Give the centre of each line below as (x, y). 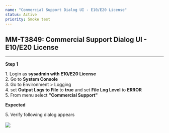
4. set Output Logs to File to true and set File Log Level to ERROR (74, 90)
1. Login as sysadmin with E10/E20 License (51, 74)
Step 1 (12, 64)
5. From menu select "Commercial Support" (52, 95)
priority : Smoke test (28, 19)
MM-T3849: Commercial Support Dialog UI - (76, 39)
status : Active (21, 15)
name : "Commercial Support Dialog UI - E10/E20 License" (66, 10)
